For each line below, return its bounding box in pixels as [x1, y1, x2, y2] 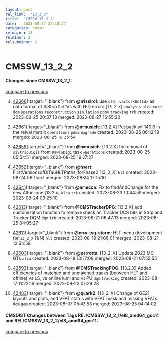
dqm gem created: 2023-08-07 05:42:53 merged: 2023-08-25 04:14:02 [12, 301, 157, 307]
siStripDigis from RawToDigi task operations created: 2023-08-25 [12, 149, 150, 155]
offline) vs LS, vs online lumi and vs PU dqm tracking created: [12, 275, 138, 281]
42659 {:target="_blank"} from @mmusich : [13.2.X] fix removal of [12, 144, 148, 150]
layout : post [5, 7, 33, 12]
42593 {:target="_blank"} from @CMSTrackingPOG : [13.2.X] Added [12, 265, 152, 271]
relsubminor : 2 [5, 40, 37, 45]
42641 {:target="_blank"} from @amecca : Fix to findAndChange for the [12, 184, 158, 190]
